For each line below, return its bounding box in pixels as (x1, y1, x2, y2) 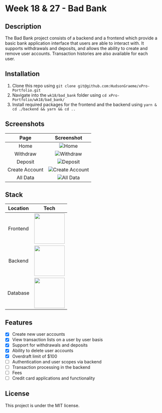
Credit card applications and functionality (12, 375, 95, 381)
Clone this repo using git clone (12, 83, 76, 88)
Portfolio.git (12, 88, 41, 93)
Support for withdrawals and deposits (12, 342, 88, 348)
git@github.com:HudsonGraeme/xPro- (77, 84, 150, 88)
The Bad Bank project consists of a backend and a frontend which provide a (5, 35, 158, 41)
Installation (5, 70, 40, 78)
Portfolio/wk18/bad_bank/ (12, 97, 65, 102)
